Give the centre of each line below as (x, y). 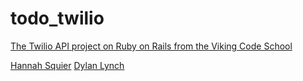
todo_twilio (57, 18)
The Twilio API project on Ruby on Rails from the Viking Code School (151, 46)
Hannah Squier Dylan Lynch (67, 65)
